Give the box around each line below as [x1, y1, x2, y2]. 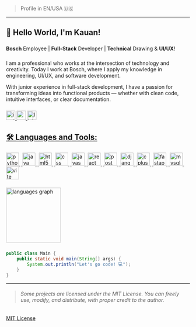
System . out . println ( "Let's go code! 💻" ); [27, 262, 131, 267]
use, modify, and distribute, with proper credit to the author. [20, 297, 164, 304]
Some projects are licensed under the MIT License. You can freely [20, 290, 180, 297]
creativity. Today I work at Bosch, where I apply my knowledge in [6, 66, 162, 73]
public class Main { [6, 251, 57, 256]
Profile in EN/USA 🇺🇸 [20, 5, 73, 12]
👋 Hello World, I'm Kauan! [6, 27, 101, 37]
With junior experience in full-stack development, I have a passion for [6, 84, 173, 91]
